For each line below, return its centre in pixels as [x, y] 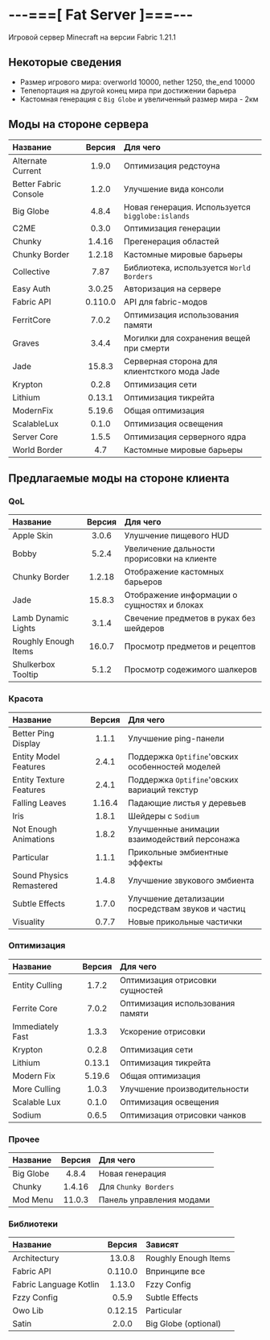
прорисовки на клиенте [170, 559]
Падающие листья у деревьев [187, 803]
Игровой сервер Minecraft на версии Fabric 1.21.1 [92, 37]
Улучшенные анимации [174, 829]
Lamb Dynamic [41, 618]
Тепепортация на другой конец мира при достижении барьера [128, 90]
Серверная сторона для [171, 361]
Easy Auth [31, 288]
